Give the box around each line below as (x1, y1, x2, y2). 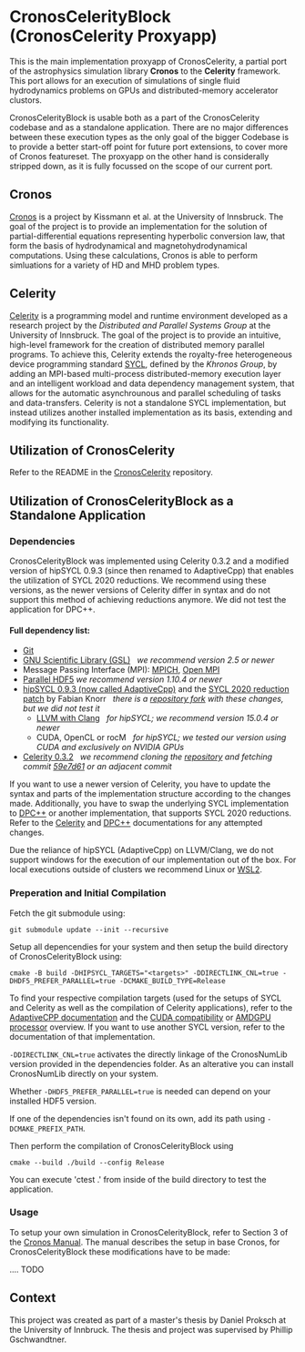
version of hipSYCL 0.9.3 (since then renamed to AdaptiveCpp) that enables (9, 565, 294, 576)
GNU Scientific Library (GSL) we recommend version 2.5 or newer (22, 655, 275, 666)
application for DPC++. (9, 604, 96, 615)
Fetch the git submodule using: (9, 908, 126, 919)
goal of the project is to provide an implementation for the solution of (9, 220, 268, 231)
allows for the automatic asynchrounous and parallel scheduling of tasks (9, 387, 281, 398)
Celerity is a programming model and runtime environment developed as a (9, 310, 289, 320)
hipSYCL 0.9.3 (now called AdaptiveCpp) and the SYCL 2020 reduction (22, 684, 290, 695)
